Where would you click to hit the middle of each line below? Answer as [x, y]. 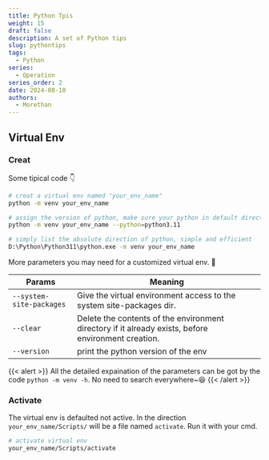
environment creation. [118, 338]
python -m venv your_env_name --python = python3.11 [94, 225]
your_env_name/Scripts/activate [62, 449]
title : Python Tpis [41, 16]
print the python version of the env [142, 351]
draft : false [30, 30]
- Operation [36, 75]
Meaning [167, 282]
